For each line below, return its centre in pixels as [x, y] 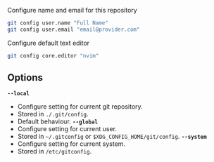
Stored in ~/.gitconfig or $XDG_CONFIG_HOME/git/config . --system [112, 137]
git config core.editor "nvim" [53, 55]
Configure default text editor [49, 43]
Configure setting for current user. [67, 129]
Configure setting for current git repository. [80, 107]
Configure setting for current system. [71, 144]
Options [25, 77]
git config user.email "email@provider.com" [74, 29]
